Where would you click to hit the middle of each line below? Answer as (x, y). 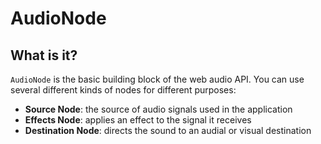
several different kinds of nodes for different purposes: (123, 90)
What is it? (44, 55)
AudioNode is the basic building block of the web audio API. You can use (157, 79)
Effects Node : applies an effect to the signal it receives (138, 120)
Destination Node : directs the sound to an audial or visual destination (168, 130)
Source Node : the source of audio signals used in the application (158, 109)
